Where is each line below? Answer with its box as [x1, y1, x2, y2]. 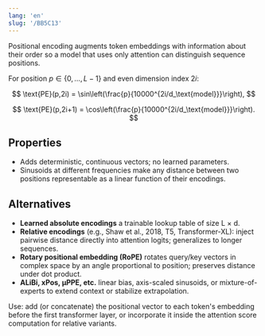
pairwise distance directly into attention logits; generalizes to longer [19, 235, 243, 245]
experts [19, 287, 45, 296]
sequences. [19, 244, 59, 254]
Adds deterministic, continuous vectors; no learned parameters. [19, 157, 230, 167]
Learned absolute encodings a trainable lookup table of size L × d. [19, 219, 240, 228]
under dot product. [19, 269, 82, 279]
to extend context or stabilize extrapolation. [46, 287, 189, 296]
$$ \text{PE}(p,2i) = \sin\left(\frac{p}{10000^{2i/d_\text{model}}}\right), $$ [11, 89, 256, 98]
